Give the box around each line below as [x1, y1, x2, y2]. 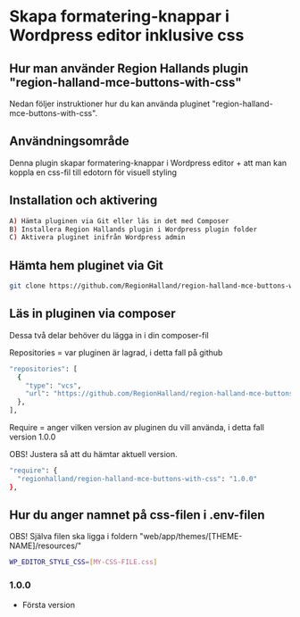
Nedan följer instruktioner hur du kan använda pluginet [9, 98, 211, 109]
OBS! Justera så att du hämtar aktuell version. [9, 449, 178, 459]
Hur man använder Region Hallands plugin [9, 61, 248, 76]
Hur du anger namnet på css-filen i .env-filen [9, 507, 265, 523]
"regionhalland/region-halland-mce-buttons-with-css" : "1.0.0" [17, 474, 257, 483]
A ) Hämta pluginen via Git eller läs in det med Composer [9, 216, 229, 225]
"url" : [25, 389, 50, 398]
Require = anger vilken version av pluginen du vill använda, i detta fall [9, 422, 265, 432]
